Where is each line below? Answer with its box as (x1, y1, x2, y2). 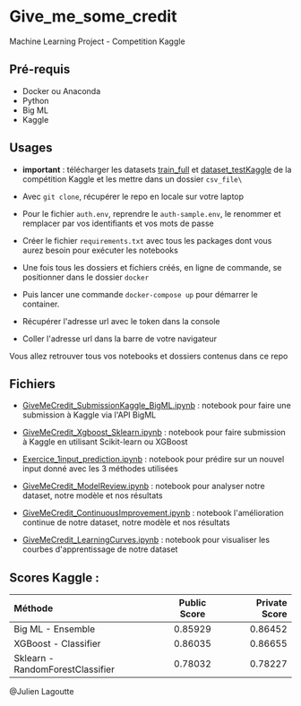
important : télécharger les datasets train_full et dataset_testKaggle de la (21, 164, 292, 175)
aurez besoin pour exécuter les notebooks (21, 245, 179, 255)
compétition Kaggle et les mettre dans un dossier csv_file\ (21, 173, 243, 185)
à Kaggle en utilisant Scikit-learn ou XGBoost (21, 436, 188, 447)
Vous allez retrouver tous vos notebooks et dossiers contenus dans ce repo (9, 350, 288, 361)
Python (21, 95, 49, 106)
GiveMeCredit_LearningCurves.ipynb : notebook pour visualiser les (21, 535, 271, 546)
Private (255, 597, 288, 609)
